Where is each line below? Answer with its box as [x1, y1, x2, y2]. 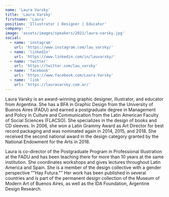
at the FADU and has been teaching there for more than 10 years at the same [5, 154, 164, 160]
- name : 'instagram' [10, 40, 53, 45]
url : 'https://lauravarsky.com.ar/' [14, 82, 92, 87]
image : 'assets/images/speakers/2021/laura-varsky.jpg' [5, 31, 125, 36]
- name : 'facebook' [10, 68, 51, 73]
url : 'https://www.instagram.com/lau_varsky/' [14, 45, 114, 50]
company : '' [5, 26, 30, 31]
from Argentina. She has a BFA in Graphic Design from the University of [5, 101, 153, 107]
